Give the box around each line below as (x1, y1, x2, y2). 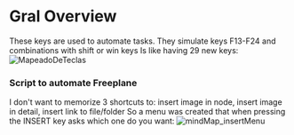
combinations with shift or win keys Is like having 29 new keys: (9, 44, 239, 55)
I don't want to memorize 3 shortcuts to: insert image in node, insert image (9, 97, 282, 107)
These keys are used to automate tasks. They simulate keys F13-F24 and (9, 36, 277, 46)
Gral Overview (9, 6, 117, 27)
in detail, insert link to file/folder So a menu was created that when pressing (9, 107, 286, 117)
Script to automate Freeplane (9, 76, 138, 89)
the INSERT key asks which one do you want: (9, 115, 175, 126)
